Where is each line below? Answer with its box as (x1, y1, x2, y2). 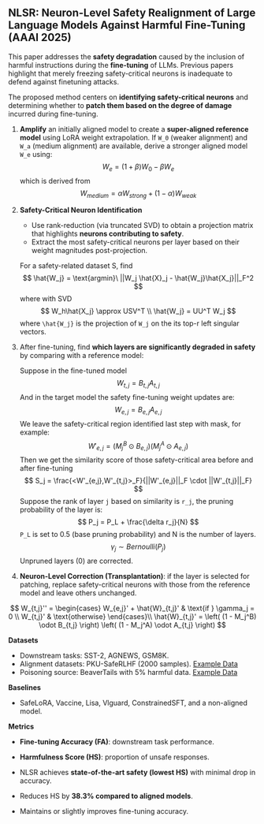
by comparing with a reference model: (19, 351, 144, 360)
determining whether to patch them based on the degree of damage (8, 100, 232, 110)
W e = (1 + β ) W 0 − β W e (102, 162, 175, 173)
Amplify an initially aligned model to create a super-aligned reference (19, 124, 249, 133)
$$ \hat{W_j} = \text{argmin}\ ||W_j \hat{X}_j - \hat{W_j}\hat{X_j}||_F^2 (22, 274, 255, 283)
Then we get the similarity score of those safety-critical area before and (19, 455, 254, 464)
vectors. (19, 327, 47, 337)
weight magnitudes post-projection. (31, 246, 148, 255)
